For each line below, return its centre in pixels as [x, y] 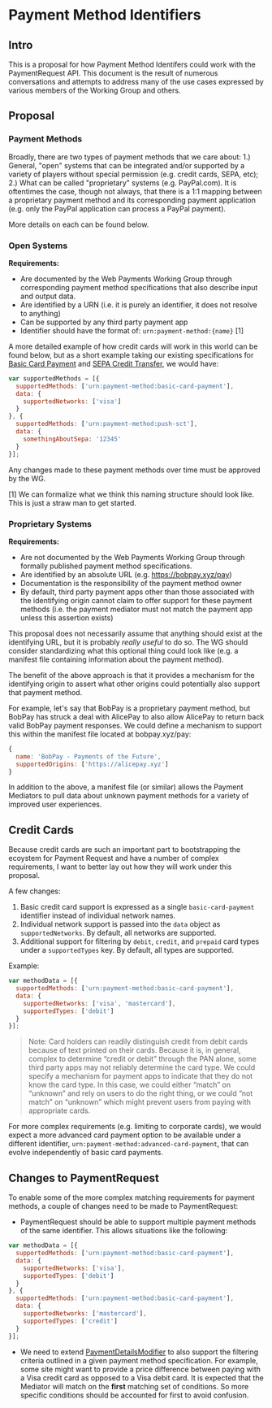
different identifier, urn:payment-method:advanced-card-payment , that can [129, 1144]
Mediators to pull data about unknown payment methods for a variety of [129, 796]
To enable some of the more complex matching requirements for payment [132, 1197]
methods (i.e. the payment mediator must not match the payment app [136, 609]
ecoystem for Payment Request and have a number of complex [114, 858]
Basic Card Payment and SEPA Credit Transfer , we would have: [114, 363]
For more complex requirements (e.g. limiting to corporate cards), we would [135, 1127]
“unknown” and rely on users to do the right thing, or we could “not [140, 1093]
